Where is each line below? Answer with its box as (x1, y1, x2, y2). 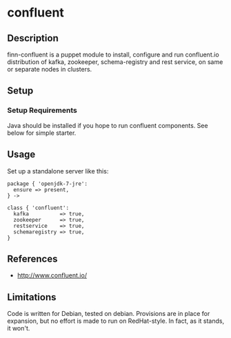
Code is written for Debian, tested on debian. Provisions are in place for (7, 310, 210, 318)
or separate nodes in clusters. (7, 65, 92, 73)
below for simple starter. (7, 129, 77, 137)
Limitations (7, 291, 57, 303)
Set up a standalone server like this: (7, 167, 109, 175)
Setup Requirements (7, 105, 77, 115)
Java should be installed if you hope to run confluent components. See (7, 121, 208, 129)
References (7, 253, 58, 264)
